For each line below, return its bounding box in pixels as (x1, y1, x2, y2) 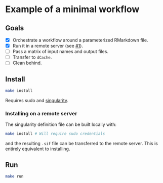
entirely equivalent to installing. (5, 146, 70, 152)
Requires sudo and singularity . (5, 98, 69, 103)
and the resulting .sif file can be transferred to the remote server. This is (5, 141, 158, 147)
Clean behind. (12, 60, 42, 66)
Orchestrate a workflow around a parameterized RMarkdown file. (12, 37, 148, 43)
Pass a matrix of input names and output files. (12, 49, 109, 55)
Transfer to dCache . (12, 54, 52, 60)
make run (5, 173, 24, 179)
